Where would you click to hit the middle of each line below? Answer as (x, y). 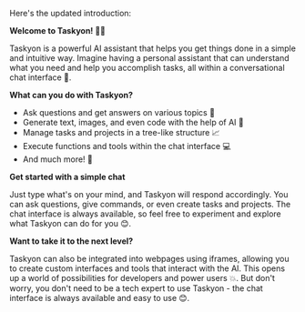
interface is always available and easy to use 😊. (100, 298)
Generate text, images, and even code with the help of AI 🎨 (133, 122)
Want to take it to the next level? (71, 241)
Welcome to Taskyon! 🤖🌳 (58, 30)
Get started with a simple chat (67, 177)
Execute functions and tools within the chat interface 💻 (127, 146)
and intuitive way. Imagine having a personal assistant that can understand (149, 58)
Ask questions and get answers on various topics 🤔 (119, 112)
